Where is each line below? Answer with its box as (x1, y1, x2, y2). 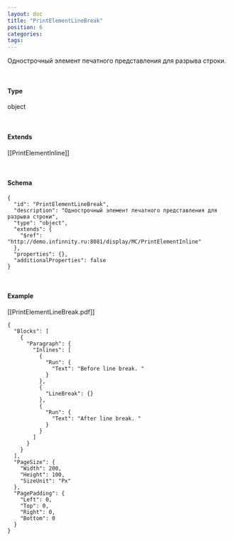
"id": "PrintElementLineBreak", (13, 200, 110, 207)
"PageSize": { (13, 458, 55, 465)
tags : (7, 37, 23, 44)
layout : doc (7, 10, 43, 18)
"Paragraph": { (26, 340, 72, 347)
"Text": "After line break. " (52, 415, 141, 422)
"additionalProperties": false (13, 257, 107, 264)
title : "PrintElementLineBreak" (7, 17, 103, 24)
